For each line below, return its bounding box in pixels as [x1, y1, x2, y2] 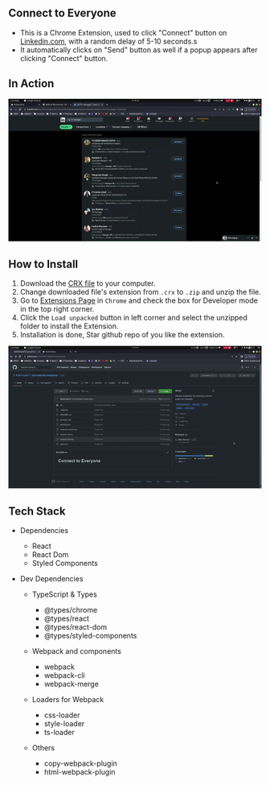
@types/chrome [43, 605, 98, 615]
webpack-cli [43, 671, 86, 680]
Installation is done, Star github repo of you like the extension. [19, 329, 225, 339]
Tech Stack [8, 504, 66, 518]
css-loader [43, 710, 80, 720]
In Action [8, 76, 55, 91]
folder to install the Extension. [19, 321, 119, 331]
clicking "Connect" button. [19, 53, 108, 63]
